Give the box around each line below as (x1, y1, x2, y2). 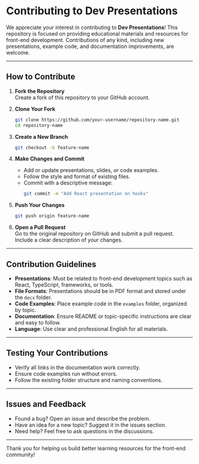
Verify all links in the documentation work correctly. (14, 364, 141, 371)
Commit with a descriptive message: (23, 179, 113, 186)
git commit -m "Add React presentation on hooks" (23, 191, 149, 197)
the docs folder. (14, 294, 52, 301)
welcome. (6, 49, 30, 56)
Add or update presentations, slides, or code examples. (23, 167, 159, 174)
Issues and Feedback (6, 399, 86, 409)
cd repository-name (14, 122, 63, 128)
